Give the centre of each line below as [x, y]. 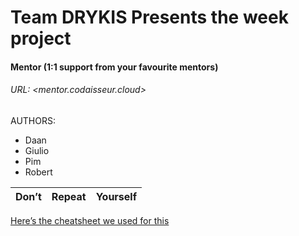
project [41, 38]
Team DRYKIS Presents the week [149, 17]
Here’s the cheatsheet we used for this [90, 220]
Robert [38, 172]
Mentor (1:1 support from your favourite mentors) [114, 67]
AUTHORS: [33, 120]
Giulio [37, 150]
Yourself [116, 196]
